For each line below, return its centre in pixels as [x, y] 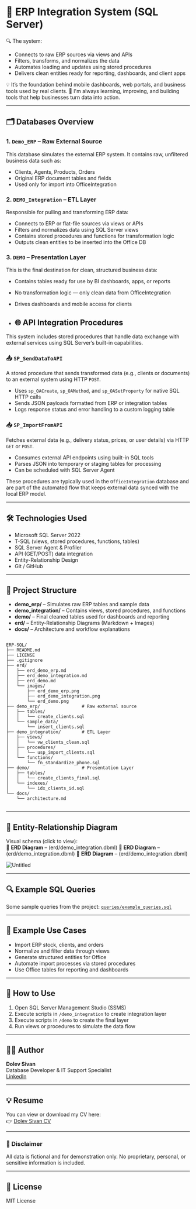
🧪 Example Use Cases [46, 931]
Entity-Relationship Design [46, 560]
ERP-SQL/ [17, 645]
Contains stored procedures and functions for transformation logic [94, 236]
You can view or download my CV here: [53, 1115]
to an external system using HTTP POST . [53, 379]
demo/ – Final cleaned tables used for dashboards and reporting [92, 617]
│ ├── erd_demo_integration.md [47, 676]
